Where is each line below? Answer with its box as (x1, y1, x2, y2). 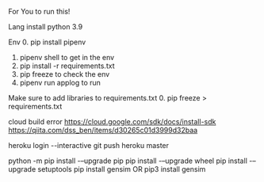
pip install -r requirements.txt (19, 61, 115, 70)
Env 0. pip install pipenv (8, 37, 86, 47)
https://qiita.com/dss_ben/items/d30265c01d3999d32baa (8, 126, 198, 135)
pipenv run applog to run (19, 78, 101, 87)
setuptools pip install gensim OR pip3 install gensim (37, 165, 206, 173)
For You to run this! (8, 7, 71, 16)
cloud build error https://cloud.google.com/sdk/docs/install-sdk (8, 117, 216, 126)
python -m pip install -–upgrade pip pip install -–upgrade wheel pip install (8, 156, 248, 165)
